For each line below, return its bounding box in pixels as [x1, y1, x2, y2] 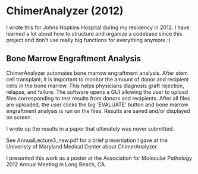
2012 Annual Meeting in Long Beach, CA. [6, 160, 106, 167]
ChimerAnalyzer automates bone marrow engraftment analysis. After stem [6, 69, 188, 77]
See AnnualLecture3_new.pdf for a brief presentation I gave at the [6, 137, 168, 144]
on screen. [6, 113, 33, 121]
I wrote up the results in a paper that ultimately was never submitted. [6, 125, 174, 132]
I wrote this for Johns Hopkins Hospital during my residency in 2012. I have [6, 24, 190, 31]
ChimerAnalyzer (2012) [6, 4, 124, 18]
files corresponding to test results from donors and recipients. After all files [6, 94, 190, 102]
